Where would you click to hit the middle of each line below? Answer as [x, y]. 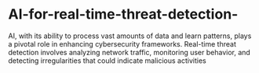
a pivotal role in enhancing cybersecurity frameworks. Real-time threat [122, 43]
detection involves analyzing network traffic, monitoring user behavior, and [129, 52]
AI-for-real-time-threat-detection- [123, 14]
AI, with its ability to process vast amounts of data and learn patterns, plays [130, 36]
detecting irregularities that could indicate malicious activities [107, 61]
